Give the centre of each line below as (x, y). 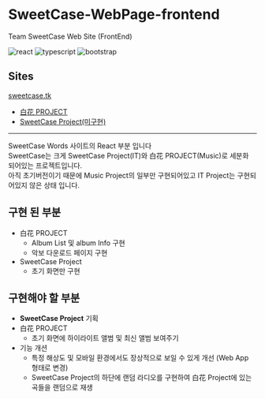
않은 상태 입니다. (54, 185)
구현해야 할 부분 (44, 298)
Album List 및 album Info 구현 (78, 243)
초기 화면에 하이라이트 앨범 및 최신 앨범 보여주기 (105, 338)
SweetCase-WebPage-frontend (114, 15)
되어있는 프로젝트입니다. (45, 165)
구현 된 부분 (35, 213)
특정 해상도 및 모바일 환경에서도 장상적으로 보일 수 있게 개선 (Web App (140, 358)
